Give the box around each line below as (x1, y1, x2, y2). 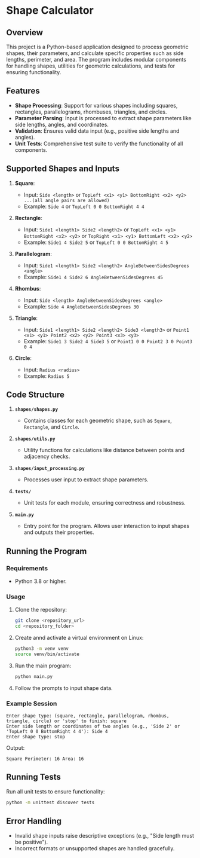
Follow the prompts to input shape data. (14, 684, 113, 691)
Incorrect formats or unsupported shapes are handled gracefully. (14, 844, 175, 852)
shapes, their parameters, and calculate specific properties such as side (6, 50, 184, 57)
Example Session (6, 699, 57, 707)
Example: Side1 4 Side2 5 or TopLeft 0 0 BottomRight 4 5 (23, 239, 169, 246)
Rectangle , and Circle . (23, 423, 79, 430)
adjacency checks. (23, 453, 70, 460)
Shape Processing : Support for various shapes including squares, (14, 102, 178, 109)
